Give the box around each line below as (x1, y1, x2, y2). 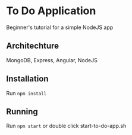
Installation (6, 74, 49, 84)
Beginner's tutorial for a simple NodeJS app (6, 24, 114, 31)
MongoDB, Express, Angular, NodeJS (6, 56, 98, 63)
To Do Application (6, 4, 96, 18)
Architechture (6, 41, 59, 51)
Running (6, 107, 39, 117)
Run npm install (6, 89, 47, 97)
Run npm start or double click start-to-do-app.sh (6, 123, 127, 130)
